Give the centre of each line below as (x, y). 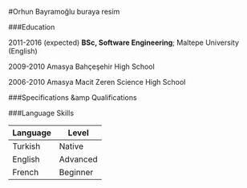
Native (71, 146)
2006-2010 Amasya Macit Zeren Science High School (97, 82)
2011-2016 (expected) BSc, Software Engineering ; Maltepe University (123, 42)
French (26, 172)
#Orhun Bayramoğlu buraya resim (64, 12)
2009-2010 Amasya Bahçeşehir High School (81, 66)
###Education (32, 27)
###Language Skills (41, 113)
